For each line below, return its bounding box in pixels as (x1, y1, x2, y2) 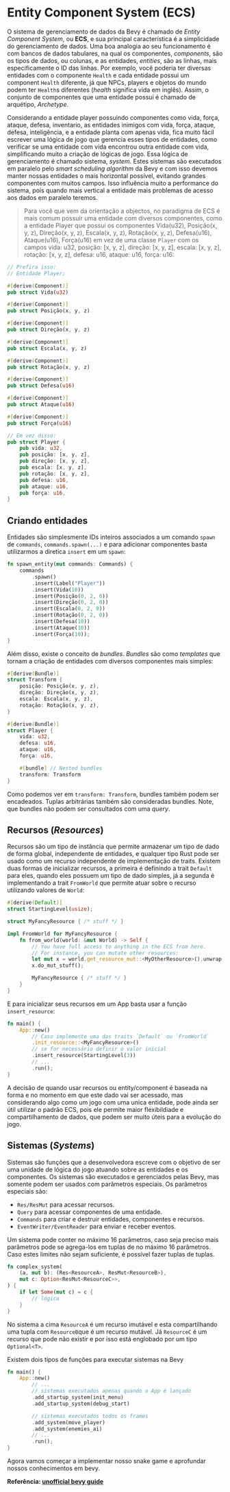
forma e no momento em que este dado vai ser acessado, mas (7, 1091, 183, 1099)
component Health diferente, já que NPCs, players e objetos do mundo (7, 78, 207, 86)
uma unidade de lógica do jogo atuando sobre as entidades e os (7, 1165, 188, 1174)
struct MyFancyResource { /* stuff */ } (7, 918, 125, 925)
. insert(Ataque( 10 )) (31, 624, 90, 631)
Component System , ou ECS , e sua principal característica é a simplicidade (7, 34, 220, 42)
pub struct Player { (7, 438, 66, 446)
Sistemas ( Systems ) (7, 1140, 95, 1152)
